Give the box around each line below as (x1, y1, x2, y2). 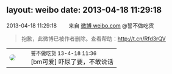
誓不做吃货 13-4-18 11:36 (30, 50, 97, 57)
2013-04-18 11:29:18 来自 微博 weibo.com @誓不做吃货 (6, 21, 154, 29)
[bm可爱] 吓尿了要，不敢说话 (30, 57, 114, 66)
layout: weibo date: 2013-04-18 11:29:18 (6, 5, 162, 15)
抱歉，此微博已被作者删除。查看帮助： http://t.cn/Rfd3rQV (21, 35, 167, 42)
